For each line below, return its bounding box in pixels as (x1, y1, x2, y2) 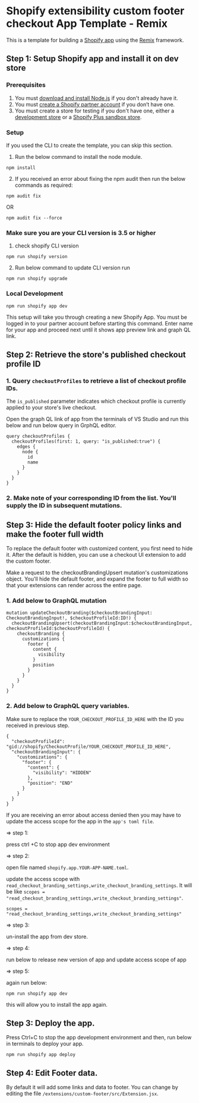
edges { (17, 444, 36, 450)
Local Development (6, 290, 64, 298)
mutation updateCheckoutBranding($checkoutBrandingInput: (6, 610, 153, 616)
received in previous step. (6, 722, 70, 729)
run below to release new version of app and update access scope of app (6, 956, 187, 963)
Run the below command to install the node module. (14, 153, 143, 160)
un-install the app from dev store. (6, 933, 88, 940)
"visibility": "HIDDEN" (32, 769, 92, 776)
